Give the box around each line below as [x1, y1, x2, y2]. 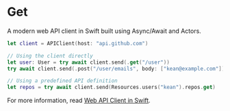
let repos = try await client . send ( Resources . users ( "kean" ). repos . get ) [7, 84, 216, 91]
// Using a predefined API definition [7, 77, 118, 84]
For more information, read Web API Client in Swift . [7, 97, 151, 105]
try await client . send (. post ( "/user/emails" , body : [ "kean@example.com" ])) [7, 65, 228, 72]
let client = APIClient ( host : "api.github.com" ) [7, 40, 149, 47]
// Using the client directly [7, 52, 94, 59]
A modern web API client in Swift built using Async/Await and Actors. [7, 27, 202, 35]
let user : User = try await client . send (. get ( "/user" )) [7, 59, 170, 66]
